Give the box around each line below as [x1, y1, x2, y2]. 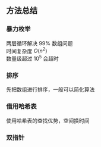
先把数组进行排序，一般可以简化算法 [6, 86, 95, 93]
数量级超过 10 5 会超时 [6, 54, 59, 62]
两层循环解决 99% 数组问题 [6, 39, 73, 46]
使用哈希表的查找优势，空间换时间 [6, 117, 90, 124]
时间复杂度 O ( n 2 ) [6, 46, 48, 55]
